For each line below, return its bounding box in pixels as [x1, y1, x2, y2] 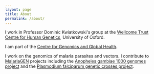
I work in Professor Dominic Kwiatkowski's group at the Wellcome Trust [5, 30, 149, 35]
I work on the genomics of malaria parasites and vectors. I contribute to [5, 53, 149, 59]
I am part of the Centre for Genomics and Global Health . [5, 44, 118, 50]
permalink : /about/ [5, 16, 45, 21]
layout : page [5, 7, 32, 12]
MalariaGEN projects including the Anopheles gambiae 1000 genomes [5, 59, 146, 64]
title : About [5, 12, 32, 16]
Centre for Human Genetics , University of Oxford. [5, 34, 105, 40]
